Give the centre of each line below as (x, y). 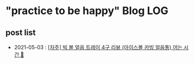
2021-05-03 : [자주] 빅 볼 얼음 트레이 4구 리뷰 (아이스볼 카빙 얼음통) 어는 (98, 47)
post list (21, 33)
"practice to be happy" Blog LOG (87, 11)
